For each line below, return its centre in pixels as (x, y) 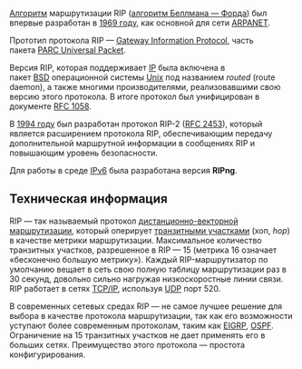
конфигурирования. (48, 354)
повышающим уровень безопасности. (84, 153)
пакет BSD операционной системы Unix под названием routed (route (142, 77)
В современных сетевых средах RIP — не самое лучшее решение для (146, 306)
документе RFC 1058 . (51, 106)
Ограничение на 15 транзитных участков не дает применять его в (137, 334)
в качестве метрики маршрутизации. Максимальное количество (136, 240)
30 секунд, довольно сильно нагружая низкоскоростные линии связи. (146, 279)
